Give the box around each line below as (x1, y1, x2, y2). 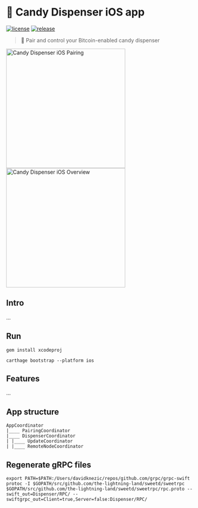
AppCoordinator (6, 423, 44, 429)
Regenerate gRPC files (6, 460, 92, 470)
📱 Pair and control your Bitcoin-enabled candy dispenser (20, 36, 160, 44)
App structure (6, 407, 59, 417)
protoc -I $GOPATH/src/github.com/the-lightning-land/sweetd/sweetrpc (6, 481, 185, 487)
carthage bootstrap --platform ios (6, 358, 95, 364)
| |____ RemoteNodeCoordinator (6, 444, 84, 449)
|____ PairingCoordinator (6, 428, 70, 434)
